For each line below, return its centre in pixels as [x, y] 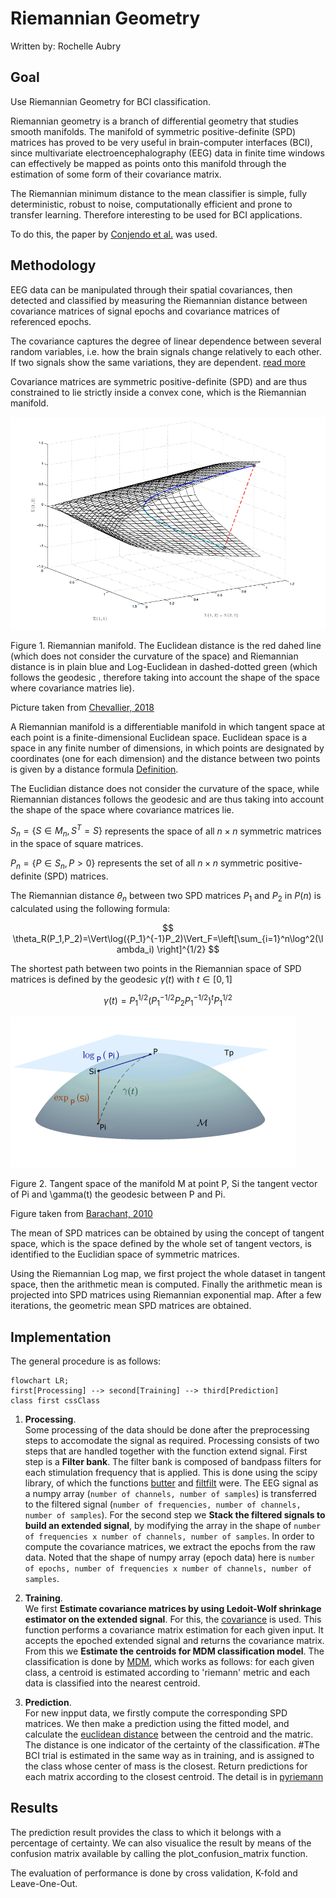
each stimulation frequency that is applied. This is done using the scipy [171, 1473]
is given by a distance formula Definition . [94, 769]
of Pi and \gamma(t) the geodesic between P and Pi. [118, 1194]
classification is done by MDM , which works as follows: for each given [169, 1662]
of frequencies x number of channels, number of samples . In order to [169, 1536]
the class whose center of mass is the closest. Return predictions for [166, 1766]
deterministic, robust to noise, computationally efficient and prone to [151, 204]
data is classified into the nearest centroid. [112, 1683]
